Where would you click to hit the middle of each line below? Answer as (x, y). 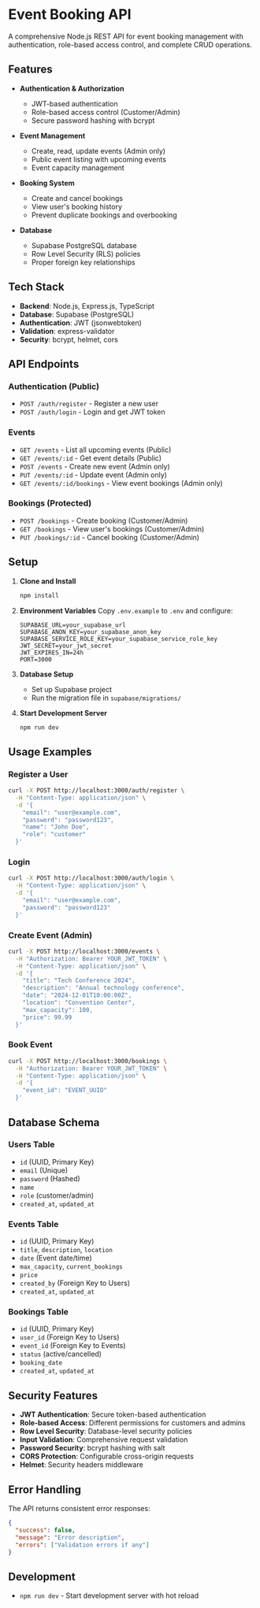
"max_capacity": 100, (58, 1010)
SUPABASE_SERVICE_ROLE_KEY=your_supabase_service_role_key (119, 639)
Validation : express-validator (67, 331)
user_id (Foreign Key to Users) (69, 1337)
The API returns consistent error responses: (80, 1509)
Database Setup (46, 674)
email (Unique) (44, 1170)
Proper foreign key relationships (83, 262)
